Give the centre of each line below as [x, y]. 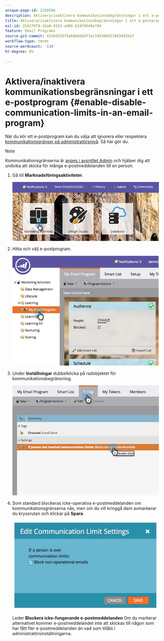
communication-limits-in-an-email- [79, 113]
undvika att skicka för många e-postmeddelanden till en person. [69, 166]
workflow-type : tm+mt [27, 42]
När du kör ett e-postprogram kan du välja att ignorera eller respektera [76, 136]
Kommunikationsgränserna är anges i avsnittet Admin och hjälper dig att [78, 161]
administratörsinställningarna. [42, 634]
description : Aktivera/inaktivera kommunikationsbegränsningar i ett [77, 15]
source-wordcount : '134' [30, 46]
